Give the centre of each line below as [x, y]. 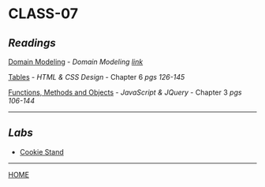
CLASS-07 [43, 14]
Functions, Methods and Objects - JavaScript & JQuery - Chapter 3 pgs [125, 92]
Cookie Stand [42, 151]
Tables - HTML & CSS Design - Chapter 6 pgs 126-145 [97, 77]
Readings [32, 43]
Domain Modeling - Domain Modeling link [76, 62]
